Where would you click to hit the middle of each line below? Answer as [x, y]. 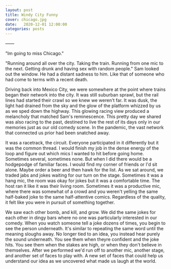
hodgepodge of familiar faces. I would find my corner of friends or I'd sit [81, 164]
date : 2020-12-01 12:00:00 [36, 24]
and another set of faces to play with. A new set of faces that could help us [84, 256]
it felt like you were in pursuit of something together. [60, 203]
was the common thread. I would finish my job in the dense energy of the [82, 148]
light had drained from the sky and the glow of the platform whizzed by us [83, 106]
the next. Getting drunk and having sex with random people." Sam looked [82, 69]
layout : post [19, 10]
